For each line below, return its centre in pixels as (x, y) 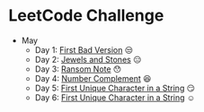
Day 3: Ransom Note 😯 (78, 69)
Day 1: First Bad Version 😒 (84, 49)
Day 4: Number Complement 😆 (93, 78)
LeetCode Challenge (86, 16)
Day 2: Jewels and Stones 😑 (88, 59)
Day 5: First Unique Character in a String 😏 (115, 88)
